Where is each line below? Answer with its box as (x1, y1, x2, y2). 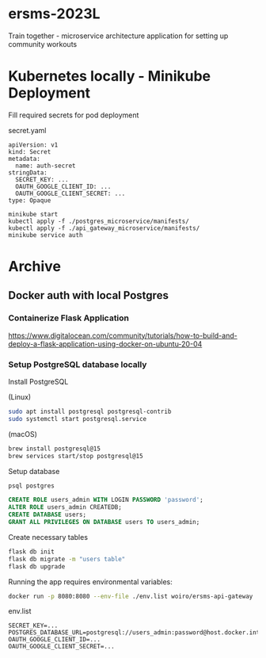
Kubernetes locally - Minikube (8, 67, 211, 86)
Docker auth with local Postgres (8, 289, 169, 302)
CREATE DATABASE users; (8, 511, 87, 519)
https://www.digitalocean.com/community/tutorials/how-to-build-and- (8, 331, 237, 340)
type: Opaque (8, 196, 51, 205)
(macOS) (8, 429, 38, 438)
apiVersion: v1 (8, 140, 59, 149)
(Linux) (8, 392, 32, 402)
